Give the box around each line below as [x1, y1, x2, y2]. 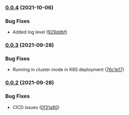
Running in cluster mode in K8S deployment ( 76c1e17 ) [12, 67, 124, 73]
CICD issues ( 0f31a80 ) [12, 104, 59, 110]
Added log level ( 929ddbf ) [12, 29, 68, 35]
